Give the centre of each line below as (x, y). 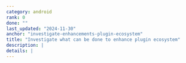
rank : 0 (16, 17)
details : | (20, 51)
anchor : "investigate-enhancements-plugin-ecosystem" (75, 34)
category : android (29, 12)
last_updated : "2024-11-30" (41, 28)
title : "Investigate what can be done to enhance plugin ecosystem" (93, 40)
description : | (25, 46)
